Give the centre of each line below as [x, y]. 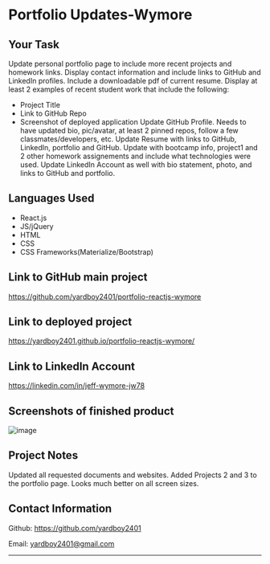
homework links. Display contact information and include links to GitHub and [135, 72]
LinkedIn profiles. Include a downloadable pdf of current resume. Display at [133, 81]
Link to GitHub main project [78, 278]
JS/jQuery [37, 226]
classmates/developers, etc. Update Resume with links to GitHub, [128, 139]
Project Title [40, 105]
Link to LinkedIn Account [72, 366]
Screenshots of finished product [91, 411]
